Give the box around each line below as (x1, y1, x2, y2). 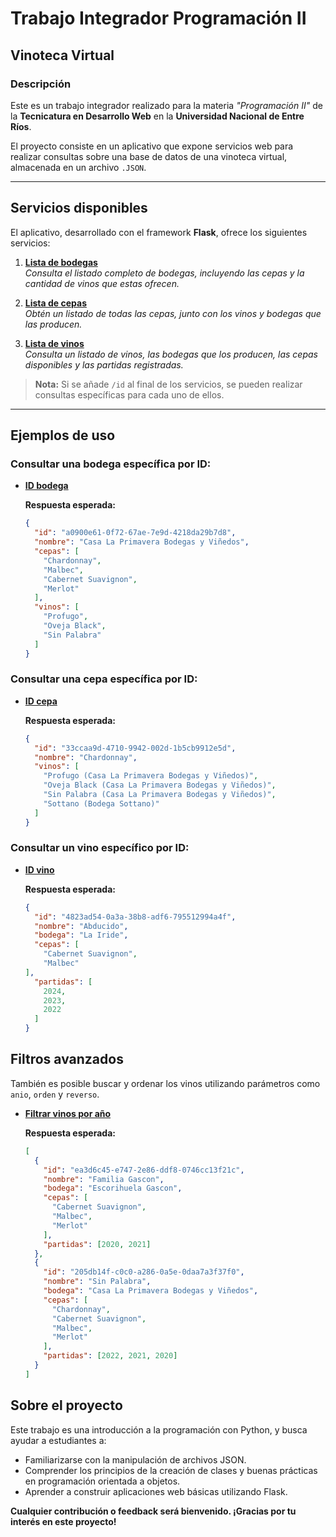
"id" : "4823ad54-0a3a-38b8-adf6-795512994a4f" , (34, 912, 237, 922)
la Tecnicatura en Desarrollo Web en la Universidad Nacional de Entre (10, 110, 305, 122)
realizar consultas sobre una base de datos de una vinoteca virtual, (10, 150, 288, 162)
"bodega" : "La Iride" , (34, 930, 129, 941)
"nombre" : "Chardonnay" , (34, 752, 138, 762)
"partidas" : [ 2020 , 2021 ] (43, 1239, 152, 1249)
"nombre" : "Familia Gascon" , (43, 1174, 165, 1184)
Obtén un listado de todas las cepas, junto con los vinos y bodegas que (24, 307, 322, 319)
